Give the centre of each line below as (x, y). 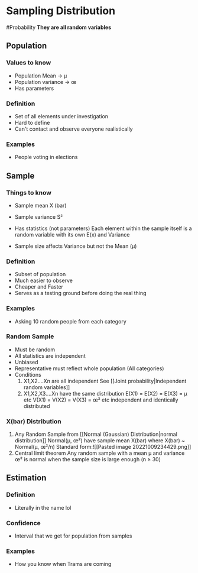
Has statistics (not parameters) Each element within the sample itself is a (103, 228)
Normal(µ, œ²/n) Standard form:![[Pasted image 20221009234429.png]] (103, 447)
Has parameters (34, 88)
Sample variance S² (39, 216)
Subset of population (40, 274)
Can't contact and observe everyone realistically (74, 129)
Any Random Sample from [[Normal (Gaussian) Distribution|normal (96, 434)
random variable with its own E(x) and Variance (72, 234)
